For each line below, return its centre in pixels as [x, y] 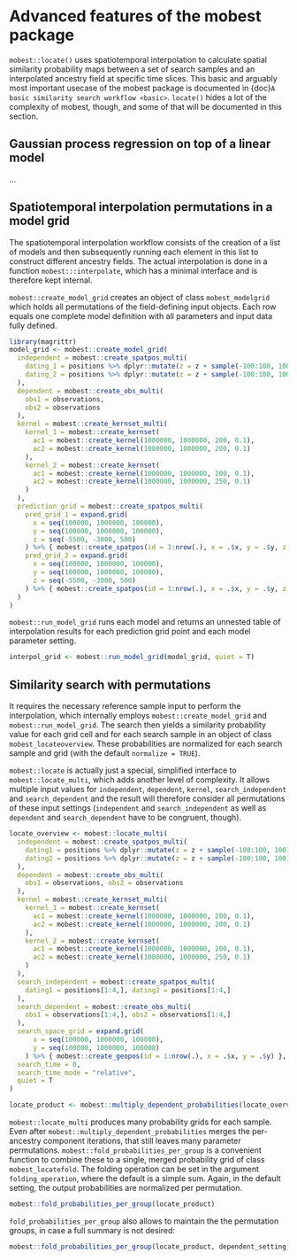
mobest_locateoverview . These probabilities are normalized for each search [146, 744]
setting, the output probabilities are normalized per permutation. [126, 1188]
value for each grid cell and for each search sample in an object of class [141, 735]
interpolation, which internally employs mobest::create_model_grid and [138, 716]
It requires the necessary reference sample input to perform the [125, 706]
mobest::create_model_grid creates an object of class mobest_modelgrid [140, 297]
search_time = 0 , [49, 1064]
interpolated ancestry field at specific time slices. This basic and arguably [144, 78]
